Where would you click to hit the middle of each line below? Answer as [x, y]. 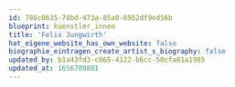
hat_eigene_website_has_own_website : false [93, 43]
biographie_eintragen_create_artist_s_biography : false [117, 52]
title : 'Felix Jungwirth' [58, 34]
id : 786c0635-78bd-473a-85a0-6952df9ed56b [91, 18]
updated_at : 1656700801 [54, 69]
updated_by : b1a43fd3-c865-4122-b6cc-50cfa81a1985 [107, 60]
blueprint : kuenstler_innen [62, 26]
